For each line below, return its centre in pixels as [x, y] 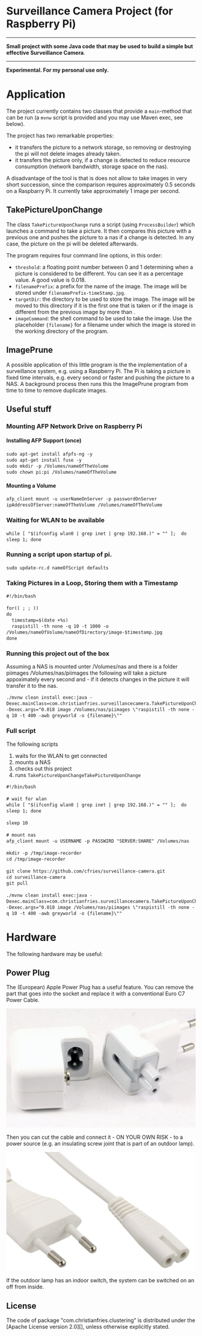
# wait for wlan [26, 799]
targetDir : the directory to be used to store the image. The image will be [105, 299]
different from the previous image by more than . [75, 312]
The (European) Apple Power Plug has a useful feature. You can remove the [100, 988]
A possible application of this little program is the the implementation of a [97, 364]
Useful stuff [29, 409]
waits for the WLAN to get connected [61, 755]
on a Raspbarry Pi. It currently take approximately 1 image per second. [93, 191]
